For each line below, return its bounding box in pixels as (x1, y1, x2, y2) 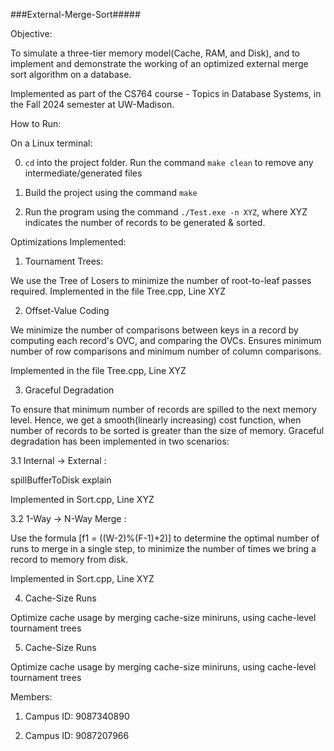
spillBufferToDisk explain (10, 474, 112, 486)
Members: (10, 691, 53, 703)
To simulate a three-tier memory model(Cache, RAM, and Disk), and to (10, 47, 301, 59)
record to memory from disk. (10, 554, 129, 565)
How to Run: (10, 118, 62, 129)
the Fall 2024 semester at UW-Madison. (10, 99, 175, 110)
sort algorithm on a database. (10, 69, 132, 80)
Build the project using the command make (24, 187, 198, 198)
